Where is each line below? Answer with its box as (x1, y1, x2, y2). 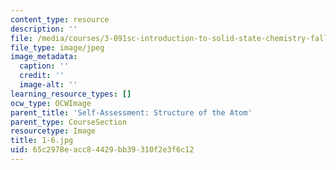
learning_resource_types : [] (10, 89, 132, 99)
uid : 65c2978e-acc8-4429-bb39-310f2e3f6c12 (10, 145, 195, 155)
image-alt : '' (19, 80, 78, 90)
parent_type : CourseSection (10, 117, 128, 127)
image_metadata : (10, 52, 78, 62)
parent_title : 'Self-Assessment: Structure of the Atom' (10, 107, 253, 118)
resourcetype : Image (10, 126, 97, 136)
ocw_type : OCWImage (10, 98, 92, 108)
